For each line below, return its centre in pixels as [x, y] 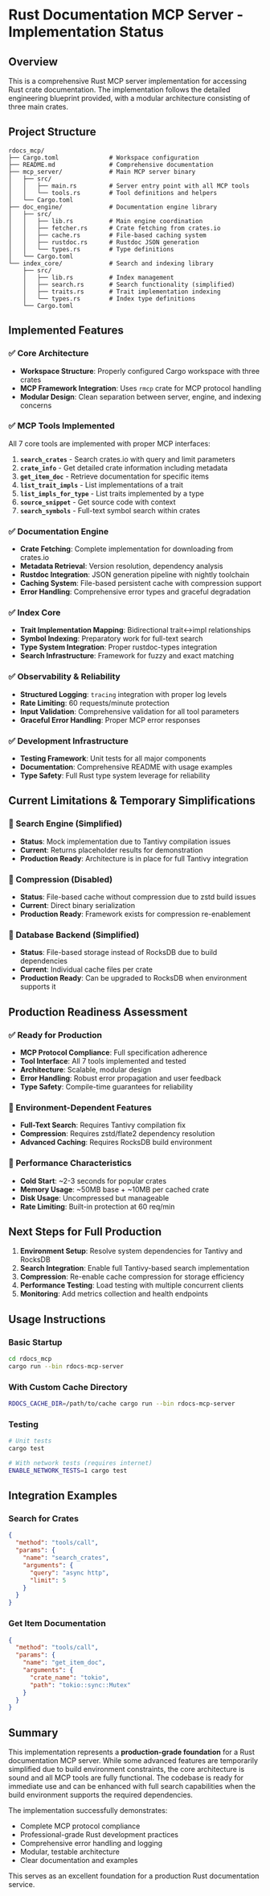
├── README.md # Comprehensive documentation [111, 164]
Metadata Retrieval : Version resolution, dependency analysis [121, 566]
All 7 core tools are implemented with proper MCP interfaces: [109, 443]
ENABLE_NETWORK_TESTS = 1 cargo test [68, 1471]
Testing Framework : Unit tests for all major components [113, 758]
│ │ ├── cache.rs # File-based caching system [107, 235]
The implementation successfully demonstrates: [88, 1811]
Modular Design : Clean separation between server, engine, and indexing [141, 396]
